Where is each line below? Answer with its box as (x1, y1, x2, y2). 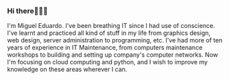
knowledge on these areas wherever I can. (7, 65, 128, 74)
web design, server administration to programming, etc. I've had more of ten (7, 36, 223, 44)
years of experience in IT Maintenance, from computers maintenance (7, 44, 203, 52)
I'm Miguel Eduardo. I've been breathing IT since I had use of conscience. (7, 22, 215, 30)
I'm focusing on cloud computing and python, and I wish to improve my (7, 58, 208, 66)
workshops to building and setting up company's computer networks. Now (7, 51, 218, 59)
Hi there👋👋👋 (7, 6, 48, 16)
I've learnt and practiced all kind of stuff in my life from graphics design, (7, 29, 211, 37)
